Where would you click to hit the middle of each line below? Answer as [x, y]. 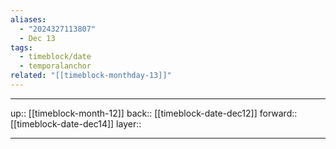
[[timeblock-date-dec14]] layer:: [76, 123]
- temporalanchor [55, 66]
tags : [21, 47]
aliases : [28, 19]
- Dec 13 [37, 38]
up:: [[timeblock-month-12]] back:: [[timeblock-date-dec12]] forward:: [154, 113]
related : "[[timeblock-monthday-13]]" [91, 76]
